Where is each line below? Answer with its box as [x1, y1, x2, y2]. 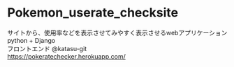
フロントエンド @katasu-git [7, 44, 87, 52]
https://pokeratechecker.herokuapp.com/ [7, 52, 126, 60]
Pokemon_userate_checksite [7, 5, 179, 21]
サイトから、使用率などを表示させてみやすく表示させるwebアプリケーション [7, 28, 228, 37]
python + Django [7, 36, 56, 44]
